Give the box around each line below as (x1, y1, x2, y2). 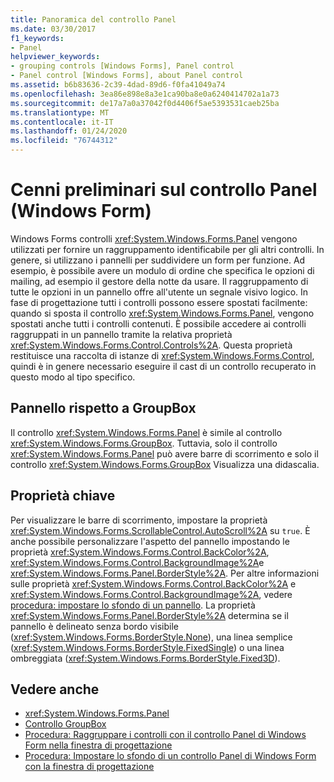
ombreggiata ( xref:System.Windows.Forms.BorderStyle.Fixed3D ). (10, 652, 281, 664)
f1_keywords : (10, 33, 65, 43)
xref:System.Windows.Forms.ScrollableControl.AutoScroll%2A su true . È (10, 524, 311, 536)
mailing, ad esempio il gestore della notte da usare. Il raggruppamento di (10, 275, 309, 287)
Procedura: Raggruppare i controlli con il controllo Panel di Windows (24, 729, 307, 741)
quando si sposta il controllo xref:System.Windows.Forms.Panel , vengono (10, 307, 315, 319)
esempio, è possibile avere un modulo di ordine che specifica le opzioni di (10, 264, 315, 276)
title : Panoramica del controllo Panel (10, 14, 177, 25)
